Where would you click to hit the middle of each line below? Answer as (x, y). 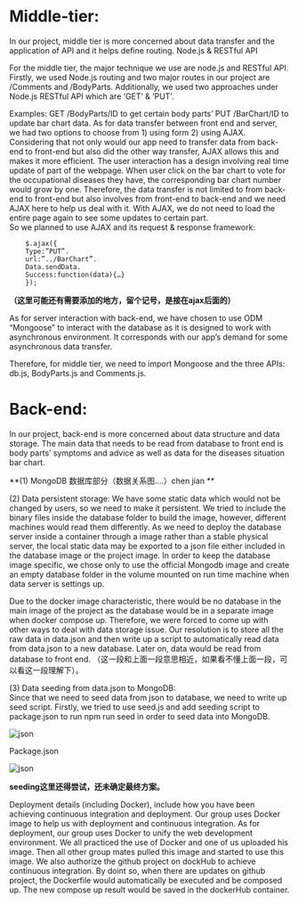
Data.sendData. (53, 267)
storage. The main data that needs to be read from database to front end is (146, 443)
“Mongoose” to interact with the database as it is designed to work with (140, 327)
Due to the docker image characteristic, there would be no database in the (145, 601)
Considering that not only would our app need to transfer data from (133, 142)
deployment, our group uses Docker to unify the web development (131, 833)
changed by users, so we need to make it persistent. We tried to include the (148, 508)
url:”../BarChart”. (61, 259)
